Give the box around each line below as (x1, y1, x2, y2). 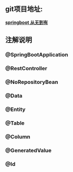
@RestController (5, 65, 47, 72)
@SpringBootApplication (5, 51, 68, 59)
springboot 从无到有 (5, 19, 48, 25)
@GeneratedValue (5, 147, 52, 154)
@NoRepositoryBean (5, 78, 58, 85)
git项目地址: (5, 5, 43, 14)
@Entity (5, 106, 26, 113)
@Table (5, 119, 25, 126)
